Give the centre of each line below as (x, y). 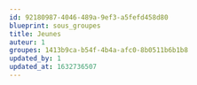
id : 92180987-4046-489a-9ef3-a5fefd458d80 (89, 17)
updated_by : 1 (35, 58)
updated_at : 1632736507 (53, 67)
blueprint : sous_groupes (55, 26)
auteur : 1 (28, 42)
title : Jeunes (35, 34)
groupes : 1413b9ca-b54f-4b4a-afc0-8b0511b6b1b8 (99, 50)
